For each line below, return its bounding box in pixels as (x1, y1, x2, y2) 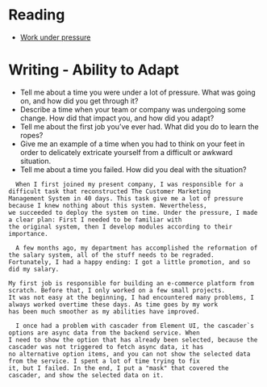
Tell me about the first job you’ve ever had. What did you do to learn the (19, 121, 260, 131)
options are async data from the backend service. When (8, 329, 200, 337)
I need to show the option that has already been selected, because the (8, 335, 258, 344)
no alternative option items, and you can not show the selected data (8, 350, 251, 358)
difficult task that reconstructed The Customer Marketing (8, 187, 211, 196)
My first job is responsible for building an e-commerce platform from (8, 279, 254, 288)
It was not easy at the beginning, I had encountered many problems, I (8, 293, 254, 301)
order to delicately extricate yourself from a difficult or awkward (19, 147, 233, 157)
